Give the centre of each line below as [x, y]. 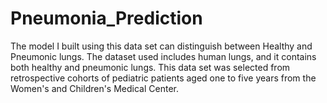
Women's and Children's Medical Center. [94, 88]
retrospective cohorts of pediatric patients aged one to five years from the [163, 78]
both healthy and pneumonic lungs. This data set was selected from [150, 67]
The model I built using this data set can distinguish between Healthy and [161, 46]
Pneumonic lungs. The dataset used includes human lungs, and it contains [163, 56]
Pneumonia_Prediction [106, 18]
